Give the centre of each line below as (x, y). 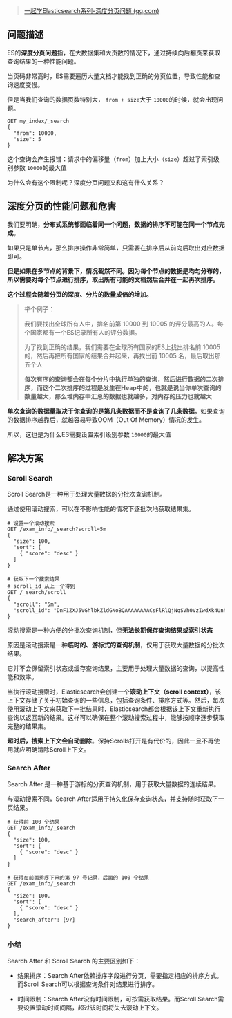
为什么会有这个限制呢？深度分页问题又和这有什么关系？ (86, 182)
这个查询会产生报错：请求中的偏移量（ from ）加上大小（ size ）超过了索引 (110, 159)
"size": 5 (27, 139)
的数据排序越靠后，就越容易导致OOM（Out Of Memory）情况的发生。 (106, 419)
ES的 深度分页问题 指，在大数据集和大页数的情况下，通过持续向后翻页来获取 (114, 53)
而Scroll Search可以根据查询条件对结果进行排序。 (88, 984)
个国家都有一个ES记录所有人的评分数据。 (83, 332)
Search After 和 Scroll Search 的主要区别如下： (74, 961)
